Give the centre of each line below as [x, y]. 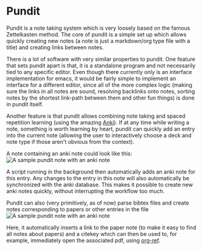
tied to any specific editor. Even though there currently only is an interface [99, 72]
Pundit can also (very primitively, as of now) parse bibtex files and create [98, 203]
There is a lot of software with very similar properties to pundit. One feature [101, 59]
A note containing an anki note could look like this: [69, 154]
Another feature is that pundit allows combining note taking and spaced [96, 116]
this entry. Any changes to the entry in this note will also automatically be [98, 178]
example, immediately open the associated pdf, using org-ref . [83, 240]
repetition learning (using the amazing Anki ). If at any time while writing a [98, 122]
